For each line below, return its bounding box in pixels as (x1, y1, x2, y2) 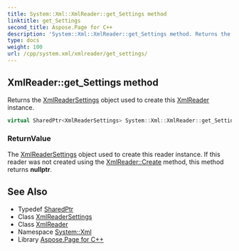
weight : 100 (7, 43, 43, 51)
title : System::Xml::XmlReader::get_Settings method (7, 10, 167, 18)
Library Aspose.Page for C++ (17, 235, 105, 243)
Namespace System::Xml (17, 227, 92, 236)
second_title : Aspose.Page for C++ (7, 24, 113, 31)
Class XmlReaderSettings (17, 212, 92, 221)
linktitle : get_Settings (7, 17, 81, 24)
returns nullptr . (7, 165, 52, 173)
